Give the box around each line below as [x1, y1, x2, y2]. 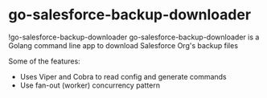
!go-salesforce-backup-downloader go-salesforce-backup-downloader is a [8, 32, 260, 42]
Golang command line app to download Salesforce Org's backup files [8, 40, 239, 50]
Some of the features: [8, 56, 80, 66]
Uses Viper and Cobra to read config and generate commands [19, 71, 227, 81]
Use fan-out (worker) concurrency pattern [19, 80, 161, 90]
